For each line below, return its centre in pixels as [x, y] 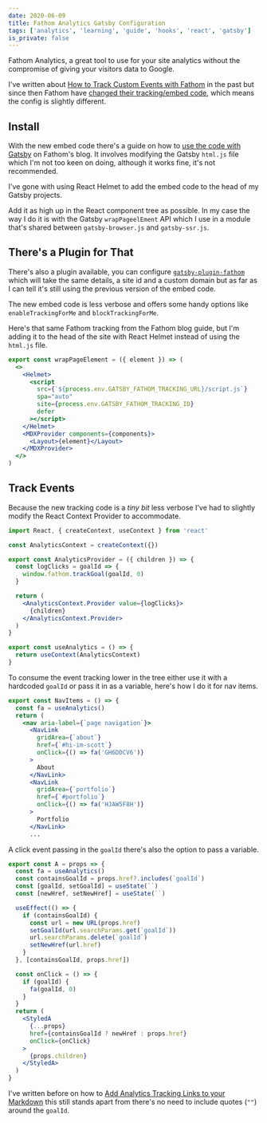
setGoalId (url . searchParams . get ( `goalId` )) [103, 930]
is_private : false [39, 38]
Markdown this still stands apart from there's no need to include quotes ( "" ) [133, 1102]
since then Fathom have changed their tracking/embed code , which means [132, 93]
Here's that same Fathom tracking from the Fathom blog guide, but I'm [124, 328]
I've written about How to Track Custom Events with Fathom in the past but [132, 85]
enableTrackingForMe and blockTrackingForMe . [84, 313]
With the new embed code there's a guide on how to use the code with [125, 146]
